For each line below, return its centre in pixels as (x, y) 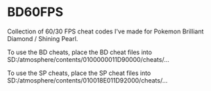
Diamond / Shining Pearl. (43, 38)
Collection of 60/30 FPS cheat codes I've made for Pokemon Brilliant (105, 31)
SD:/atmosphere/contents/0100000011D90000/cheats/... (88, 59)
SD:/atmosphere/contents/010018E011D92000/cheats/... (87, 80)
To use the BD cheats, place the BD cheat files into (80, 52)
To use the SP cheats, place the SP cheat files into (79, 73)
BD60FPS (35, 12)
